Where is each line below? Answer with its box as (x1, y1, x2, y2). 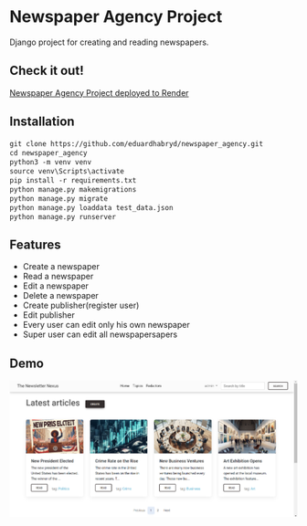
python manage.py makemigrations (9, 184, 137, 194)
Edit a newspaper (22, 280, 90, 291)
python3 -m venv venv (9, 157, 92, 166)
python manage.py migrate (9, 194, 108, 203)
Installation (9, 114, 75, 130)
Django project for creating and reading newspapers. (9, 37, 209, 47)
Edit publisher (22, 310, 75, 321)
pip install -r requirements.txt (9, 175, 137, 184)
